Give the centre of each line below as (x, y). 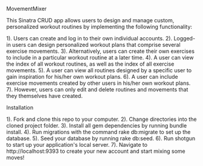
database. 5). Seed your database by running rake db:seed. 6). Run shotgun (101, 138)
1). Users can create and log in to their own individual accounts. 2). (89, 38)
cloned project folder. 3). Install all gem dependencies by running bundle (97, 125)
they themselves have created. (44, 96)
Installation (20, 107)
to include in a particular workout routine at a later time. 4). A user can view (100, 57)
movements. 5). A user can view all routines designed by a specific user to (99, 70)
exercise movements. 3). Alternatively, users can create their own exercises (101, 51)
